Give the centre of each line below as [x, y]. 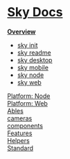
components [25, 125]
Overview [21, 32]
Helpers [18, 140]
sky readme [34, 53]
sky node [30, 75]
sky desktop [35, 60]
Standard [20, 148]
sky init [27, 45]
